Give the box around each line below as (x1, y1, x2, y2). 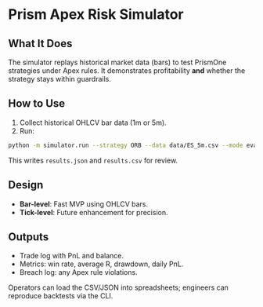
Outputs (8, 230, 49, 243)
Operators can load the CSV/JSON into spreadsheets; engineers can (8, 283, 229, 292)
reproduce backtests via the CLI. (8, 291, 113, 301)
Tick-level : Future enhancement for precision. (19, 207, 168, 217)
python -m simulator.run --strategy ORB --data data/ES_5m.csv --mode (8, 141, 243, 149)
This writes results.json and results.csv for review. (8, 155, 178, 165)
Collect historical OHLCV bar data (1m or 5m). (19, 118, 167, 127)
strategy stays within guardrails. (8, 75, 111, 83)
